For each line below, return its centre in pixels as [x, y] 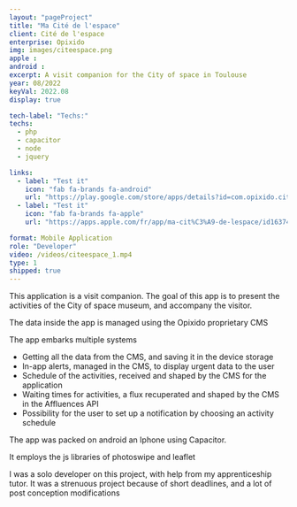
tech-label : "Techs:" [49, 116]
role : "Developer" [43, 246]
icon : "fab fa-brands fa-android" [88, 189]
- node [29, 149]
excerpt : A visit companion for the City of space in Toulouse [128, 75]
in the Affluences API [60, 404]
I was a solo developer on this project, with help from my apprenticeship [141, 474]
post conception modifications [65, 493]
